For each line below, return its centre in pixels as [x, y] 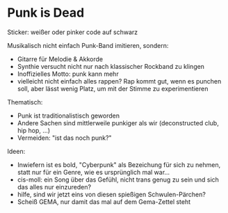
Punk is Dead [46, 13]
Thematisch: [25, 102]
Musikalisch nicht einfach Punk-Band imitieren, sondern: [88, 45]
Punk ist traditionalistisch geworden [68, 116]
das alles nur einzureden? [54, 187]
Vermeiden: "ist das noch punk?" [65, 138]
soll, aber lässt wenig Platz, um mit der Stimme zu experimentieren [113, 88]
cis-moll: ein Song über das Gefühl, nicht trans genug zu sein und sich [118, 180]
